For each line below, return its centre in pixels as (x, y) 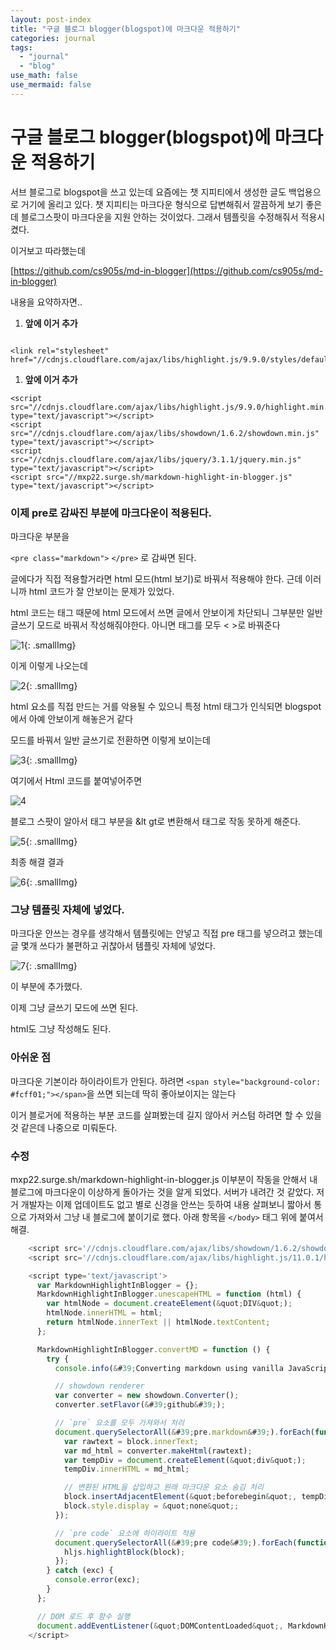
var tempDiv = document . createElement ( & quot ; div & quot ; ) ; (185, 1460)
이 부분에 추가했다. (46, 987)
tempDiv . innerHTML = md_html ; (126, 1469)
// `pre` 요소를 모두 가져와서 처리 (119, 1423)
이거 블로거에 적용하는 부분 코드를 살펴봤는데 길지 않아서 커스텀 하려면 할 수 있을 (166, 1115)
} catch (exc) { (80, 1571)
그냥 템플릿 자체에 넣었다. (67, 909)
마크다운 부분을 (40, 536)
